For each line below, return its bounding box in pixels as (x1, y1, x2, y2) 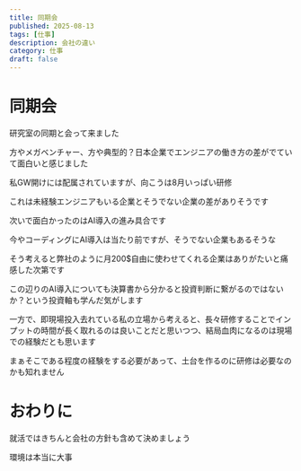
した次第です (16, 264, 65, 275)
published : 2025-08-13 (9, 22, 94, 31)
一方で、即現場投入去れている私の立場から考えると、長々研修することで (9, 313, 276, 324)
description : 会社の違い (9, 38, 96, 48)
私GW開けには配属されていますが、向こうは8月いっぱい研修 (9, 177, 233, 188)
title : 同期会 (9, 13, 58, 22)
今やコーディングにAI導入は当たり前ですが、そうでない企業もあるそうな (9, 234, 277, 245)
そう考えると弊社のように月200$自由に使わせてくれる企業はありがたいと (9, 253, 281, 264)
